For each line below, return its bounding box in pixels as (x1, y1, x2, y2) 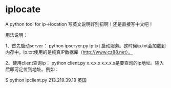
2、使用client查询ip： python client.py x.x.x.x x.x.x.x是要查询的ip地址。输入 (5, 60, 164, 66)
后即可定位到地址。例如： (5, 66, 59, 72)
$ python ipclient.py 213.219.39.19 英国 (5, 77, 87, 83)
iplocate (5, 4, 41, 15)
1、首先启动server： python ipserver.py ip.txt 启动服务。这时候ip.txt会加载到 (5, 42, 166, 49)
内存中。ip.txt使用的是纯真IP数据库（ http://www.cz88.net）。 (5, 49, 133, 55)
